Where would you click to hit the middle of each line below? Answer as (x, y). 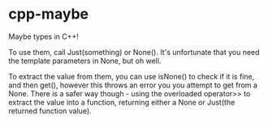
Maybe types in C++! (44, 36)
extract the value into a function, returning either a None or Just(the (122, 102)
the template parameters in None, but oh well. (85, 61)
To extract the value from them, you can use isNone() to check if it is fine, (132, 76)
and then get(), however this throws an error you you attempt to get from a (133, 85)
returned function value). (50, 111)
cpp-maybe (49, 14)
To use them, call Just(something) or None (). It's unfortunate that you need (134, 52)
